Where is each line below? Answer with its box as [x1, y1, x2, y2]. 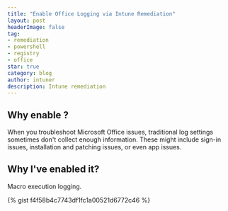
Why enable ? [7, 109, 69, 121]
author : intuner [7, 76, 55, 84]
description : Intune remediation [7, 83, 106, 90]
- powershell [7, 43, 46, 50]
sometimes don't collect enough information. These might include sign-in [7, 135, 222, 144]
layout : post [7, 17, 46, 24]
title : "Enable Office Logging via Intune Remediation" [7, 10, 176, 18]
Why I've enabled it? [7, 164, 100, 176]
